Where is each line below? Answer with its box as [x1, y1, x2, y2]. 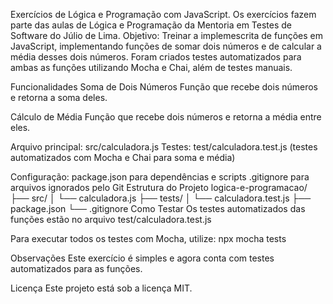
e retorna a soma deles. [10, 92, 108, 103]
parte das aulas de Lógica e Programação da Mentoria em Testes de [10, 19, 293, 31]
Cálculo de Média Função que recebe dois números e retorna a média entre [10, 111, 322, 123]
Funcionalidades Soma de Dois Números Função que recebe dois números [10, 81, 319, 93]
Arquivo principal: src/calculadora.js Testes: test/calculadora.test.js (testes [10, 141, 318, 153]
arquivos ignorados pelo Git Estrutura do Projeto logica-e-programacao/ [10, 182, 308, 193]
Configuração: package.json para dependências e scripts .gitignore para [10, 171, 310, 183]
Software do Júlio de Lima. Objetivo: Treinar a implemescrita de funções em [10, 30, 323, 41]
